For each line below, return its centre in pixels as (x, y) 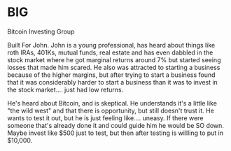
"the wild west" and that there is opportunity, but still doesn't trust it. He (111, 110)
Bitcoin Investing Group (41, 31)
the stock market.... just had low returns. (65, 89)
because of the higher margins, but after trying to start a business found (111, 75)
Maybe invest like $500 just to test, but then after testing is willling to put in (115, 133)
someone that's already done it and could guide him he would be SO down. (115, 125)
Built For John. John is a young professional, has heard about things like (111, 45)
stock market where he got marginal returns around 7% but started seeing (114, 59)
